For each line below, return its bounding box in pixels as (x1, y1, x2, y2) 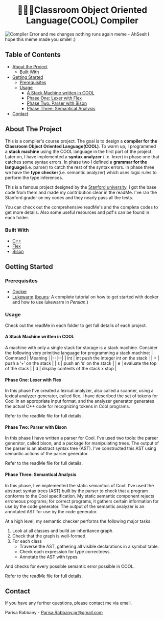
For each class (12, 538, 42, 544)
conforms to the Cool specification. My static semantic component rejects (5, 493, 155, 499)
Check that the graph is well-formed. (12, 533, 87, 539)
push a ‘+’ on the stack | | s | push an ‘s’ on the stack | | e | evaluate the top (5, 360, 157, 366)
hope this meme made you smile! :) (5, 36, 76, 42)
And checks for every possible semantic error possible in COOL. (5, 563, 135, 569)
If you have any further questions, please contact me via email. (5, 600, 132, 606)
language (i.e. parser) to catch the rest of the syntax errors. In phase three (5, 164, 155, 170)
